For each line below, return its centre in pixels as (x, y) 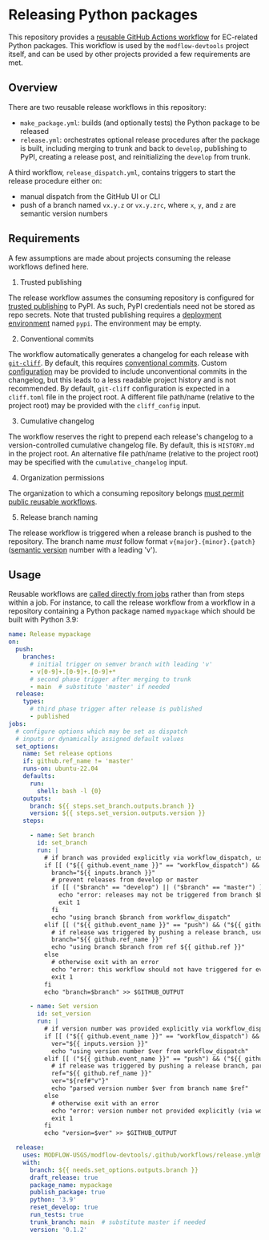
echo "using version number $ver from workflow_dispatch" (150, 1051)
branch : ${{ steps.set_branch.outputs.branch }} (112, 806)
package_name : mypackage (71, 1185)
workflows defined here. (49, 266)
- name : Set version (64, 1007)
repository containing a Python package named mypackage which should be (132, 611)
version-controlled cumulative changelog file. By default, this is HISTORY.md (131, 445)
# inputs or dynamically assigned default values (100, 739)
